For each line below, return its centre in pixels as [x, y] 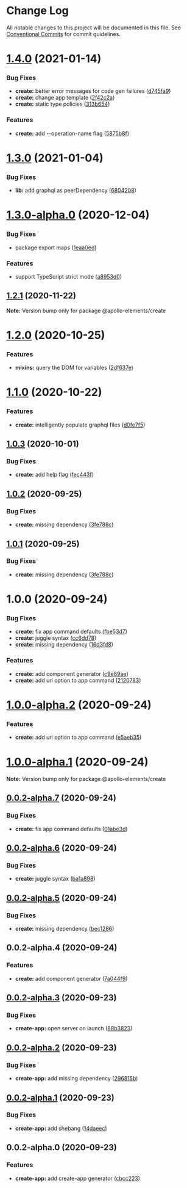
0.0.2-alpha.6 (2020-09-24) [62, 848]
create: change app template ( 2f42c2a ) [65, 98]
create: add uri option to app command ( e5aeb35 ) [78, 738]
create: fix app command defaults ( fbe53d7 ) [71, 632]
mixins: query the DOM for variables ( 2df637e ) [74, 368]
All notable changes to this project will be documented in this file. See [94, 28]
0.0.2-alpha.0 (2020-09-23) [62, 1147]
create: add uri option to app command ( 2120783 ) [78, 680]
